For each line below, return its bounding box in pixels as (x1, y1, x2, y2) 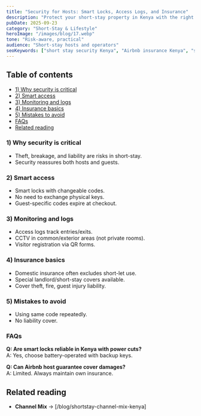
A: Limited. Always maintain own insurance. (6, 370, 114, 377)
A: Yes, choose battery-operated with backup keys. (6, 352, 133, 359)
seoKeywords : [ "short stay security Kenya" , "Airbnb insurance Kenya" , (6, 48, 188, 54)
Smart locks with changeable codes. (14, 187, 105, 194)
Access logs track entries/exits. (14, 228, 93, 235)
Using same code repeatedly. (14, 311, 88, 318)
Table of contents (6, 70, 73, 80)
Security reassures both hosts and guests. (14, 158, 120, 166)
